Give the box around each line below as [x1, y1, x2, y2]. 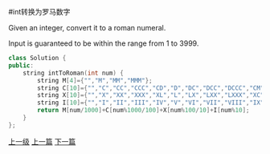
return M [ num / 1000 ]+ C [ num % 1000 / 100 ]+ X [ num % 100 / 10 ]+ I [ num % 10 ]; [37, 107, 250, 115]
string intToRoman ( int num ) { [22, 69, 125, 77]
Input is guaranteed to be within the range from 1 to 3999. [8, 38, 199, 48]
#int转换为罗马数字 [8, 7, 71, 16]
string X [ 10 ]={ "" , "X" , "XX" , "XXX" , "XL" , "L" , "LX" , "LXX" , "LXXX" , [37, 91, 250, 99]
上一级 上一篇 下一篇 [8, 136, 76, 146]
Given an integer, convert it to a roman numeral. [8, 23, 166, 32]
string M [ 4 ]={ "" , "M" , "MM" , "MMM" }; [37, 76, 153, 84]
